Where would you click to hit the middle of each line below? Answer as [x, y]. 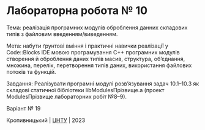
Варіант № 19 [24, 108]
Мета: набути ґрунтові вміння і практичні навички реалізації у [87, 46]
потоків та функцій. [31, 71]
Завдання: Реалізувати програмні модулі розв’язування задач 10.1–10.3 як [103, 84]
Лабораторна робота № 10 [77, 11]
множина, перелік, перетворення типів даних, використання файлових [99, 65]
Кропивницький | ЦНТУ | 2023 [46, 120]
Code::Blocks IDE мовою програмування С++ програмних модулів [93, 52]
